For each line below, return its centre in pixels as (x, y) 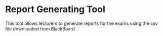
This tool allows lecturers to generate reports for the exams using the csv (81, 23)
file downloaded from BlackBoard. (41, 28)
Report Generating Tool (55, 9)
